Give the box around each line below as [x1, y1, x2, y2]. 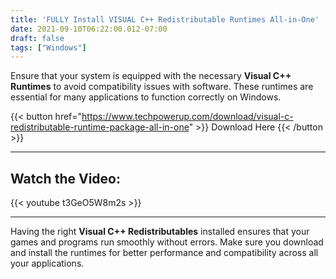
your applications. [10, 257, 85, 270]
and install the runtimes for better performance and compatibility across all [10, 247, 319, 259]
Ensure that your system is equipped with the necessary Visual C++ [10, 70, 292, 82]
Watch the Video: [10, 170, 121, 187]
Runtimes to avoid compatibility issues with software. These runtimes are [10, 81, 314, 93]
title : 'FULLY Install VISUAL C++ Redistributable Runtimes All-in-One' [10, 14, 320, 25]
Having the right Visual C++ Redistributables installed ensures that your [10, 226, 310, 238]
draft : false [10, 33, 65, 43]
